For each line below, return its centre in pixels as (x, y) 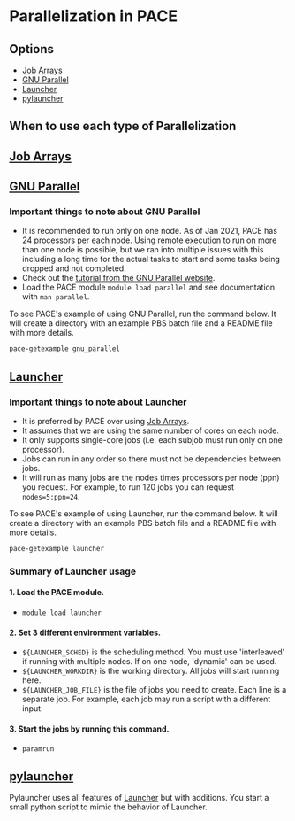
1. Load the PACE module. (57, 593)
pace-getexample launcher (57, 549)
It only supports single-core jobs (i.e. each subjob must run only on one (152, 440)
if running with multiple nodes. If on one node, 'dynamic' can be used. (149, 662)
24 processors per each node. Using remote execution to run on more (149, 240)
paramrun (38, 749)
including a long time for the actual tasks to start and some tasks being (151, 259)
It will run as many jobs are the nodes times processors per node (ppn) (151, 478)
